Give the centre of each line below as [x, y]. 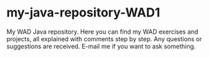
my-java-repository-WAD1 [83, 13]
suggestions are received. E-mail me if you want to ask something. [101, 46]
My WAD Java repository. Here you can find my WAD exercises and [102, 32]
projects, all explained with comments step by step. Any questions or [104, 38]
